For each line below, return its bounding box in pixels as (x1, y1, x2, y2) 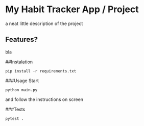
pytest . (5, 116, 24, 121)
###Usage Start (5, 78, 39, 84)
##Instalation (5, 59, 33, 65)
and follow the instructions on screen (5, 96, 83, 103)
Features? (5, 35, 38, 44)
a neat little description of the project (5, 20, 83, 27)
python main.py (5, 87, 38, 92)
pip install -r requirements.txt (5, 68, 77, 73)
